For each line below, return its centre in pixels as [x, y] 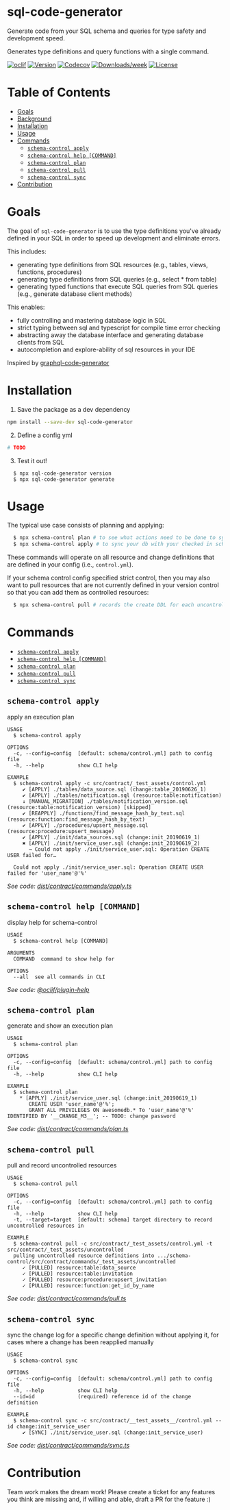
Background [34, 119]
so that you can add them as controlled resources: [78, 593]
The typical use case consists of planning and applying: [86, 525]
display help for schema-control [52, 922]
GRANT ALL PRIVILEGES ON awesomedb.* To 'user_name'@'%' [111, 1111]
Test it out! [32, 460]
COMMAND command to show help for [64, 959]
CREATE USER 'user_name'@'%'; [72, 1104]
